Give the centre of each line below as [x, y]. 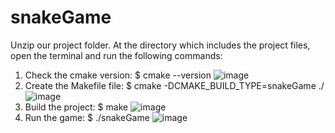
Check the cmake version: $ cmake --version [118, 75]
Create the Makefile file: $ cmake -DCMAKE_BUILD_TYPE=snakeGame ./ [174, 85]
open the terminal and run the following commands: [116, 55]
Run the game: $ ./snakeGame [87, 117]
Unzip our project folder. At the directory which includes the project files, [160, 45]
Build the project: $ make [76, 107]
